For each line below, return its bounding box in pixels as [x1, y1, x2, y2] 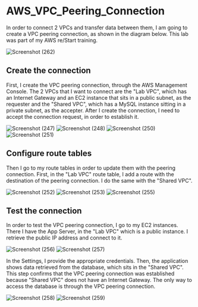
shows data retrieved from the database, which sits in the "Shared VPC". [6, 264, 184, 271]
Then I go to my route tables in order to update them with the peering [6, 164, 176, 171]
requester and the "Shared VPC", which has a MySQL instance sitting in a [6, 100, 186, 108]
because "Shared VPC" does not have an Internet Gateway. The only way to [6, 277, 192, 284]
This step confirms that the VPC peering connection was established [6, 270, 175, 277]
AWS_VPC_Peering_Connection [6, 4, 165, 18]
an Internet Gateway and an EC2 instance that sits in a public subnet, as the [6, 94, 191, 101]
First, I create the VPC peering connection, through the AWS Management [6, 81, 187, 88]
